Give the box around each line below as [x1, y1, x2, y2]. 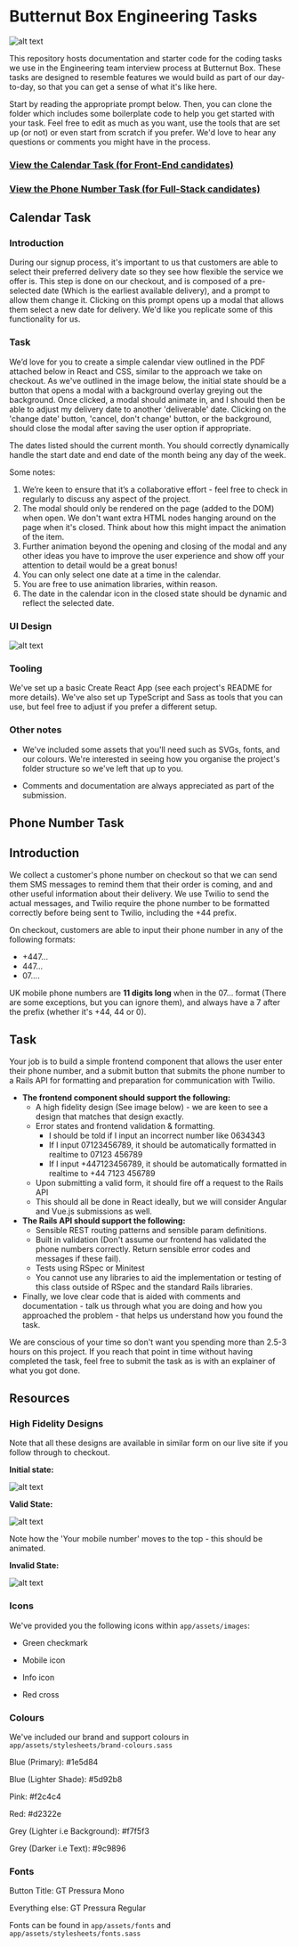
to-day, [9, 81, 36, 92]
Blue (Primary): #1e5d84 [9, 1756, 99, 1767]
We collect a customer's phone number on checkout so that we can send [9, 869, 278, 879]
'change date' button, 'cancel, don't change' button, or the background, [9, 413, 272, 424]
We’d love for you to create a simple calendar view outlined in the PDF [9, 356, 266, 367]
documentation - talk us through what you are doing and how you [21, 1300, 262, 1311]
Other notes [9, 724, 62, 736]
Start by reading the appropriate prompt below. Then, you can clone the [9, 98, 273, 109]
